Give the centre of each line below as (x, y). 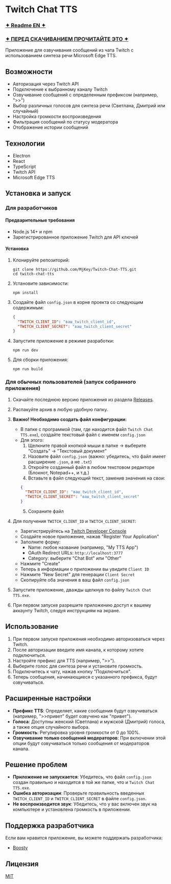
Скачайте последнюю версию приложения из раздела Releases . (83, 399)
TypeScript (24, 166)
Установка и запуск (38, 193)
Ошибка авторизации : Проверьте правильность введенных (78, 793)
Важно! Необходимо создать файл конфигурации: (70, 419)
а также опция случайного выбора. (51, 727)
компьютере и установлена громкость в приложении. (72, 809)
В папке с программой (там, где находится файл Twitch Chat (87, 429)
